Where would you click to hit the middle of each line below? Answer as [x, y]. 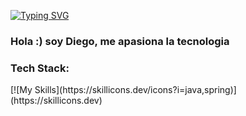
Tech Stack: [40, 68]
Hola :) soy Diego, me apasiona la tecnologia [120, 41]
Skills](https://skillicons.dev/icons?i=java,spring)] [135, 90]
